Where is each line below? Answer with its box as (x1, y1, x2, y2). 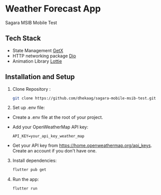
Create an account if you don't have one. (12, 148, 97, 154)
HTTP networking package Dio (12, 53, 76, 59)
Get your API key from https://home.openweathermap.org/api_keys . (12, 142, 152, 148)
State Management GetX (12, 47, 63, 53)
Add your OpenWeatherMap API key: (12, 124, 88, 130)
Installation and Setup (5, 73, 75, 81)
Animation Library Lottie (12, 58, 62, 64)
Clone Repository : (12, 86, 51, 92)
